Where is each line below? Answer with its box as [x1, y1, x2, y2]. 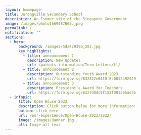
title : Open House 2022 [18, 99, 68, 104]
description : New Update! [27, 58, 81, 63]
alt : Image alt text [18, 122, 61, 127]
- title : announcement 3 [23, 81, 74, 86]
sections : [5, 35, 26, 40]
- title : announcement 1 [23, 53, 74, 58]
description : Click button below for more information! [18, 104, 136, 109]
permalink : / [5, 26, 32, 31]
